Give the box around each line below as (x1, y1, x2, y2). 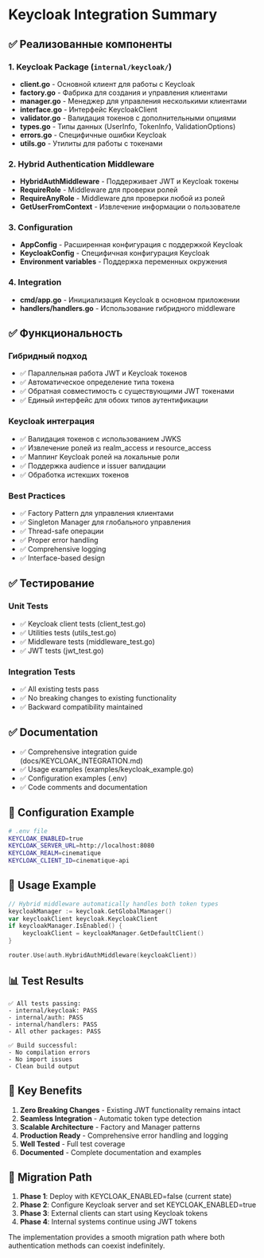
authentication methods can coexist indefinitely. (8, 1241, 165, 1251)
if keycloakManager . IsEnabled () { (8, 922, 123, 930)
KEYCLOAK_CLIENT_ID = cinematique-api (8, 857, 130, 865)
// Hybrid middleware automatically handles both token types (8, 899, 219, 908)
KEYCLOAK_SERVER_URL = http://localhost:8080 (8, 842, 155, 850)
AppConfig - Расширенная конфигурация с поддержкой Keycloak (19, 240, 243, 250)
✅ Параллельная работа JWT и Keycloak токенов (19, 368, 188, 378)
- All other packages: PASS (8, 1027, 102, 1036)
